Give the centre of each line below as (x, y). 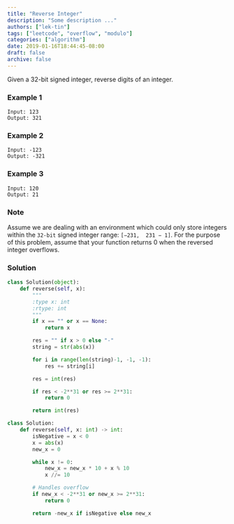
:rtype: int (50, 308)
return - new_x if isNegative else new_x (92, 513)
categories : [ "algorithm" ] (46, 40)
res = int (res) (54, 379)
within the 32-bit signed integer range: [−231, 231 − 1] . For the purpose (114, 235)
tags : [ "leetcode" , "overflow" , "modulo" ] (70, 33)
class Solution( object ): (43, 282)
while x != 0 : (53, 462)
